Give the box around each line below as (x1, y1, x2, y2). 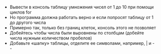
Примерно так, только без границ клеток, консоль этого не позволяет (9, 25, 156, 31)
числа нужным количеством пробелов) (9, 35, 92, 41)
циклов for (9, 9, 32, 15)
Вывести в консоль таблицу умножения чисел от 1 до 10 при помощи (9, 4, 154, 10)
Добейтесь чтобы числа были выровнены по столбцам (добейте (9, 30, 144, 36)
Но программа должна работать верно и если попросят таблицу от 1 (9, 15, 154, 20)
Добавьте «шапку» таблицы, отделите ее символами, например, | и (9, 40, 152, 46)
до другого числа (9, 19, 46, 25)
